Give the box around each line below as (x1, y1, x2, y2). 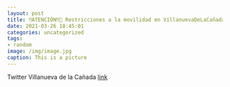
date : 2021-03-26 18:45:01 (7, 22, 84, 29)
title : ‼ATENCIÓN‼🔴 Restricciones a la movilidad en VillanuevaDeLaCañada (7, 16, 225, 23)
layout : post (7, 10, 44, 17)
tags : (7, 35, 23, 42)
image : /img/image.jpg (7, 48, 72, 55)
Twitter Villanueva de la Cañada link (7, 73, 108, 81)
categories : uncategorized (7, 29, 84, 36)
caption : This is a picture (7, 54, 88, 61)
